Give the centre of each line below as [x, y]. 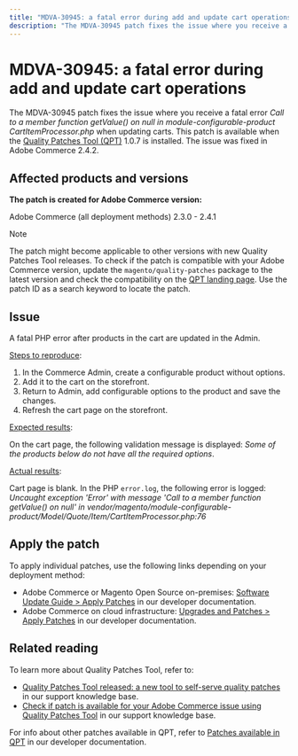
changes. [39, 401]
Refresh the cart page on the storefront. [95, 410]
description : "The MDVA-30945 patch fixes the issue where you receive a [149, 26]
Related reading [54, 648]
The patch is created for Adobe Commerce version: [106, 199]
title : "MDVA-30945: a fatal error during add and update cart [129, 17]
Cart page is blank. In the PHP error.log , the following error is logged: [137, 488]
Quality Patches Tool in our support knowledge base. [119, 715]
